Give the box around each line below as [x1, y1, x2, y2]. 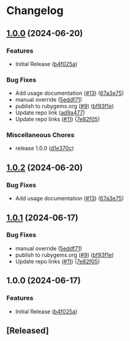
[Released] [6, 325, 49, 335]
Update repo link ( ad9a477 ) [15, 109, 85, 116]
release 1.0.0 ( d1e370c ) [15, 144, 74, 152]
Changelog [6, 4, 64, 18]
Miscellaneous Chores [6, 131, 75, 140]
